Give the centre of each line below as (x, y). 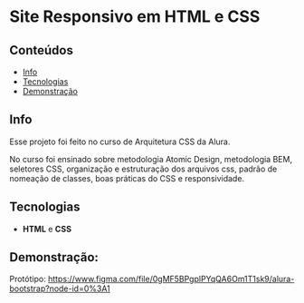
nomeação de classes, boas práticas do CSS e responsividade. (127, 178)
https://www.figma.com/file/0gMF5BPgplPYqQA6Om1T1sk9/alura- (171, 279)
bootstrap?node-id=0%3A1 (60, 288)
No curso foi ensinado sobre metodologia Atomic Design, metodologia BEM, (151, 159)
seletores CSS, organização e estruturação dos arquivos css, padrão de (143, 169)
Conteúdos (42, 50)
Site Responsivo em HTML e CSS (135, 17)
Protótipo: (28, 279)
